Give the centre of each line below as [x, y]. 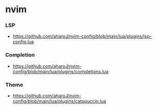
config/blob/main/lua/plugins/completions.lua [60, 71]
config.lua [23, 42]
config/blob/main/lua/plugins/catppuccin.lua [59, 101]
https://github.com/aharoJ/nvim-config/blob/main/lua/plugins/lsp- [82, 36]
